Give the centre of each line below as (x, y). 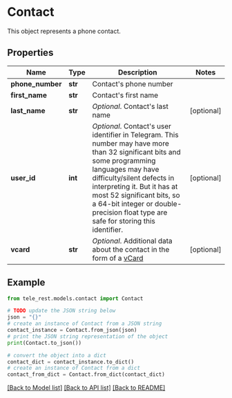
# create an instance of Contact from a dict (74, 368)
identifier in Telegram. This (135, 135)
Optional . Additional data (132, 241)
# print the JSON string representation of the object (88, 336)
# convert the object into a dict (57, 355)
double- (168, 203)
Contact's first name (125, 95)
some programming (124, 161)
